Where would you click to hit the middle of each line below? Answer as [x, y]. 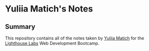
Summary [20, 27]
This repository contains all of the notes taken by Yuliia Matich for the [75, 38]
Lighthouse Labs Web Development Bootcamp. [52, 43]
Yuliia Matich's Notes [49, 9]
